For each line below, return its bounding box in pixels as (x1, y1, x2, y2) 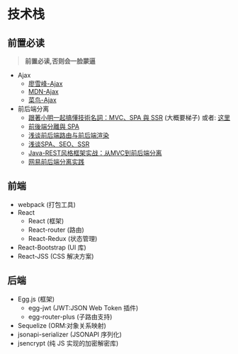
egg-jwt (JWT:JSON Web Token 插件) (28, 303, 139, 312)
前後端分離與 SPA (28, 122, 80, 131)
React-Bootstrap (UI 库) (17, 243, 86, 252)
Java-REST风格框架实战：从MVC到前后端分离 (28, 149, 162, 157)
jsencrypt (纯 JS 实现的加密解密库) (17, 338, 119, 347)
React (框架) (28, 216, 64, 225)
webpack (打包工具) (17, 200, 76, 208)
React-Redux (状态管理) (28, 234, 98, 242)
